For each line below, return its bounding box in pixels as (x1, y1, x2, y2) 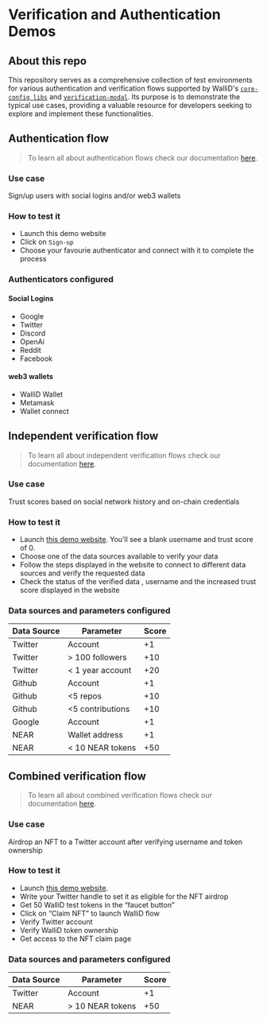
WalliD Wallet (19, 389, 64, 399)
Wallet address (67, 730, 123, 741)
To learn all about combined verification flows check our (27, 791, 213, 800)
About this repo (8, 54, 87, 68)
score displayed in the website (19, 586, 120, 595)
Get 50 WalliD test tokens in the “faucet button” (19, 900, 175, 909)
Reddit (19, 345, 41, 354)
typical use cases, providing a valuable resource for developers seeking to (8, 101, 253, 110)
